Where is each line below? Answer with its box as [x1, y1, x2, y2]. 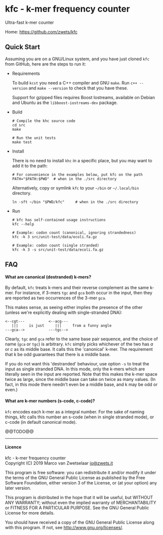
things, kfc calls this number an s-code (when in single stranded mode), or [5, 414, 154, 420]
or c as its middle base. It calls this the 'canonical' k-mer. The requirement [5, 346, 153, 352]
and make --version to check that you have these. [28, 85, 129, 91]
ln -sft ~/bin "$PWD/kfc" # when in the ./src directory [12, 199, 139, 205]
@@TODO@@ [5, 429, 34, 434]
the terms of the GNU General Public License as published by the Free [5, 475, 146, 481]
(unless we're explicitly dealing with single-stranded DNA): [5, 310, 123, 315]
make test [12, 139, 33, 144]
